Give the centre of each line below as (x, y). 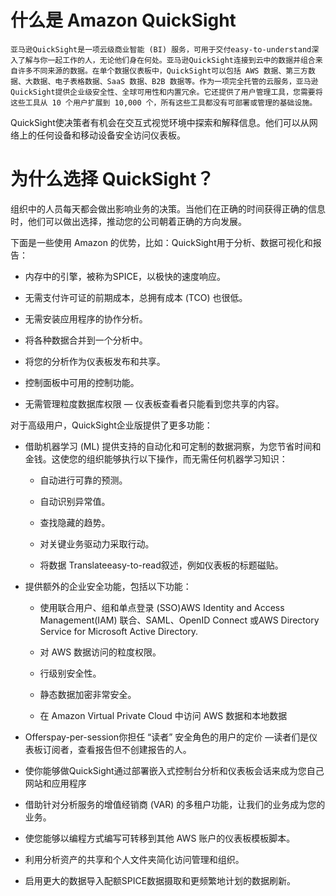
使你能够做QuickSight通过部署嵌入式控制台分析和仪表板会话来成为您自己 (174, 770)
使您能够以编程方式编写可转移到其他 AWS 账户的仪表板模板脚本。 (160, 838)
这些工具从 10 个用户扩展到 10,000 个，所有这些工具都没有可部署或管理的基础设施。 (164, 102)
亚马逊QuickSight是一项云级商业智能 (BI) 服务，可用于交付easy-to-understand (161, 49)
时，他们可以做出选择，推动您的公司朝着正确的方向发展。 (128, 221)
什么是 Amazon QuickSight (123, 20)
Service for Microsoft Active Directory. (119, 631)
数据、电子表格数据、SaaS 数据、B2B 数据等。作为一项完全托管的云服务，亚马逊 (175, 81)
